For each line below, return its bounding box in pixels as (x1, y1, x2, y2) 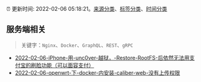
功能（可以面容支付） (41, 62, 94, 69)
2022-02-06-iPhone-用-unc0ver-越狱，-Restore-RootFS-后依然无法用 (14, 54, 190, 61)
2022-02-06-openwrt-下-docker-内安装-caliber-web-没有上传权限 (14, 69, 181, 76)
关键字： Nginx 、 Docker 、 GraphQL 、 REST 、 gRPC (20, 41, 133, 48)
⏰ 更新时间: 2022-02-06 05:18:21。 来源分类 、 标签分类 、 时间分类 (6, 5, 167, 12)
